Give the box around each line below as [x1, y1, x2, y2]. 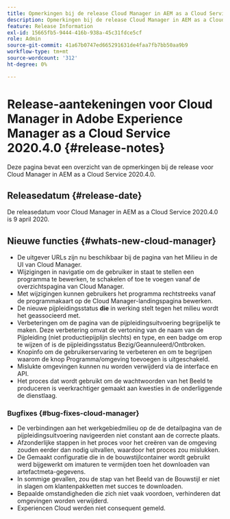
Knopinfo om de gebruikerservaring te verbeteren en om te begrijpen [16, 348, 212, 356]
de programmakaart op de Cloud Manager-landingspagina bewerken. [16, 297, 214, 305]
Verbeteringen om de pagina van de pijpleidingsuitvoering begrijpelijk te [16, 319, 221, 327]
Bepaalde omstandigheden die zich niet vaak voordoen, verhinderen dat [16, 490, 221, 498]
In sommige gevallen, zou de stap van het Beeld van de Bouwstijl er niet [16, 475, 220, 483]
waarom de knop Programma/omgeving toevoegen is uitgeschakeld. [16, 355, 210, 364]
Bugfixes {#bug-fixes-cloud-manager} [7, 409, 140, 418]
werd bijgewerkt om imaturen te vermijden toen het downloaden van [16, 460, 210, 469]
